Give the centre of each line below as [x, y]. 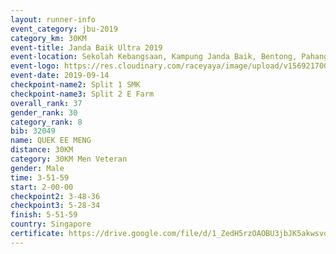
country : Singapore [51, 224]
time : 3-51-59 [40, 177]
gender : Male [37, 168]
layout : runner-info [53, 19]
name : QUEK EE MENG [51, 141]
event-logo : [35, 66]
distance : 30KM [42, 150]
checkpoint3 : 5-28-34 [55, 206]
